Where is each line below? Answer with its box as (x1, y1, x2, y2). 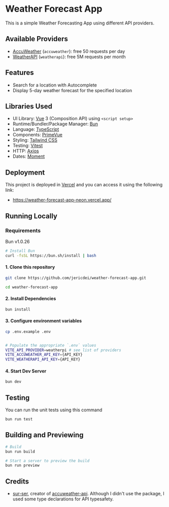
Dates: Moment (12, 153, 45, 159)
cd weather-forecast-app (5, 285, 58, 290)
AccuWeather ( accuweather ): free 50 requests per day (12, 48, 125, 54)
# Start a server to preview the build (5, 458, 90, 463)
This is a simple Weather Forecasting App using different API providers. (5, 20, 155, 26)
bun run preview (5, 463, 40, 468)
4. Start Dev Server (5, 368, 47, 374)
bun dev (5, 379, 22, 384)
